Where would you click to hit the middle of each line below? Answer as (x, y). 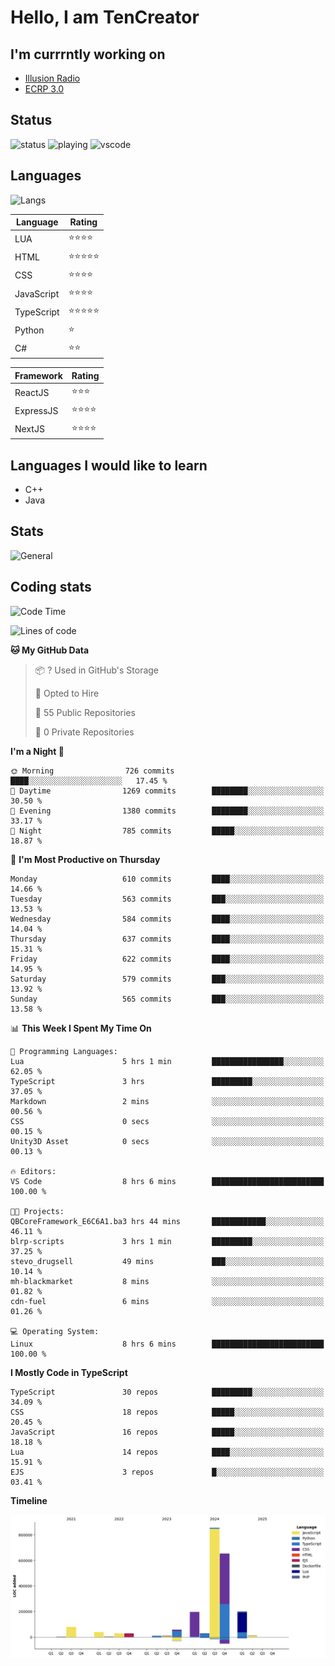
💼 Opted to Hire (67, 693)
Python (29, 330)
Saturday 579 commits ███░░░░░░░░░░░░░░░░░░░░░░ (167, 979)
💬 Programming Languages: (64, 1051)
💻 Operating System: (55, 1331)
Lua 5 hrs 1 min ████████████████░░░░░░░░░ (167, 1061)
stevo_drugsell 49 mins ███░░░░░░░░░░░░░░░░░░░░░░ (167, 1261)
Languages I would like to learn (109, 465)
